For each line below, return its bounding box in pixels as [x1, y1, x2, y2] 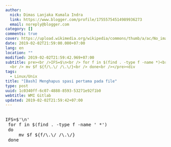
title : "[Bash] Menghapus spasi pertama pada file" [5, 79, 117, 84]
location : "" [5, 50, 33, 55]
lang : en [5, 45, 24, 51]
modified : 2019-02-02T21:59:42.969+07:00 [5, 55, 95, 60]
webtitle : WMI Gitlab [5, 93, 51, 98]
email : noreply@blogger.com [10, 21, 70, 27]
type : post [5, 83, 28, 88]
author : [5, 7, 22, 13]
